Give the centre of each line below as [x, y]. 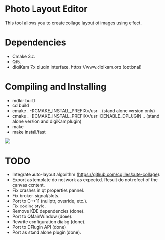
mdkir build [24, 100]
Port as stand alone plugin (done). [47, 232]
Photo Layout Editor [46, 9]
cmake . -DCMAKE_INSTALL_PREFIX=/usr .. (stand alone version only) [83, 111]
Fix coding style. [29, 206]
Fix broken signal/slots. [36, 195]
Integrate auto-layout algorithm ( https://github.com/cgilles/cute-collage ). [86, 174]
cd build [20, 105]
